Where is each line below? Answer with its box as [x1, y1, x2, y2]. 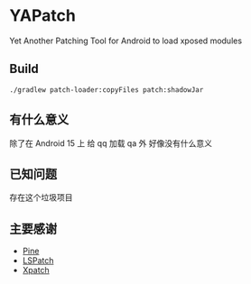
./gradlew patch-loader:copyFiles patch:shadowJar [9, 85, 204, 95]
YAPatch [9, 5, 77, 26]
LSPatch [22, 255, 54, 266]
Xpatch [22, 265, 50, 276]
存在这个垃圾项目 [9, 192, 73, 203]
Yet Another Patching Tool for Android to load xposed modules [9, 35, 242, 46]
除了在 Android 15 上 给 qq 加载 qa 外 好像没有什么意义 [9, 137, 212, 149]
